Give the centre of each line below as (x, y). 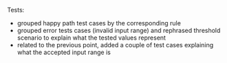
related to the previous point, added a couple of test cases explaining (115, 45)
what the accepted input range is (64, 52)
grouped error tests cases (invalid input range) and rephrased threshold (119, 30)
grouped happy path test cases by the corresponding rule (99, 23)
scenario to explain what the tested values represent (91, 38)
